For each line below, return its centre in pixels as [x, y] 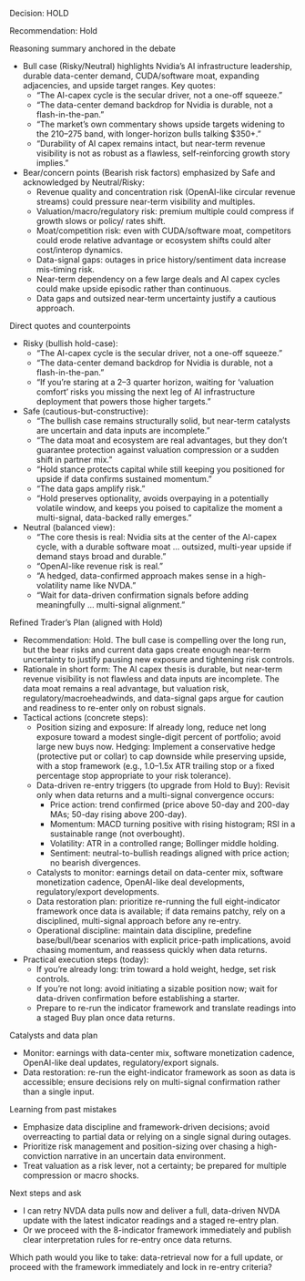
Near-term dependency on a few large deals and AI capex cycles [158, 279]
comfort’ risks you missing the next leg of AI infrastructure [146, 392]
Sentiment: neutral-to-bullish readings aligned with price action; [169, 853]
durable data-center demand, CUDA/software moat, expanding [141, 76]
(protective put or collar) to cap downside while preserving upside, [161, 756]
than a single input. [58, 1091]
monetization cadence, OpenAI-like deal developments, [140, 882]
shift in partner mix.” [74, 460]
